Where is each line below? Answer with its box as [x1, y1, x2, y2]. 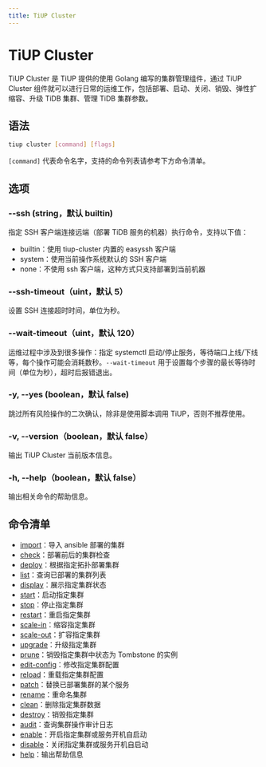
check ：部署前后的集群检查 [19, 550, 110, 559]
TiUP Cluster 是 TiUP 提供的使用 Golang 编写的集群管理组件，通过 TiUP [8, 73, 243, 83]
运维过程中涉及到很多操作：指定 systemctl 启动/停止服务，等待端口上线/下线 [8, 347, 259, 357]
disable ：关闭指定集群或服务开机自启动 [19, 740, 149, 749]
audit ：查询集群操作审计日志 [19, 720, 114, 729]
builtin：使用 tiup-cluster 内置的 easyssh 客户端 [19, 244, 177, 254]
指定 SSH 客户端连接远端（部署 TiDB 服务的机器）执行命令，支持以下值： [8, 227, 248, 236]
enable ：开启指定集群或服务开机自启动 [19, 729, 147, 739]
